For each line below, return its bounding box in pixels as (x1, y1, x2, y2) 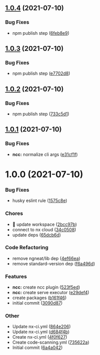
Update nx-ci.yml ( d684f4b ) (12, 329, 70, 335)
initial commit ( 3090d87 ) (12, 300, 63, 306)
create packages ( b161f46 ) (12, 295, 67, 301)
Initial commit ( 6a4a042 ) (12, 345, 63, 351)
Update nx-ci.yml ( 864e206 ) (12, 324, 71, 330)
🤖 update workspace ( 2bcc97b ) (12, 221, 77, 227)
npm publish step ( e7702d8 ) (12, 70, 70, 76)
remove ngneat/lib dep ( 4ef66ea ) (12, 255, 81, 261)
